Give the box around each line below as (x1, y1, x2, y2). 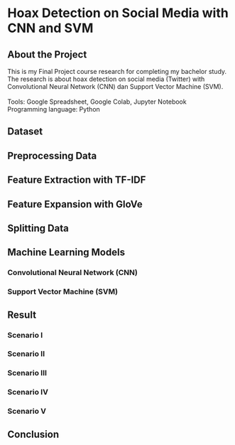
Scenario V (7, 407, 47, 417)
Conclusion (7, 428, 60, 440)
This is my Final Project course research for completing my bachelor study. (7, 68, 227, 75)
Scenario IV (7, 387, 48, 397)
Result (7, 309, 37, 321)
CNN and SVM (7, 20, 94, 36)
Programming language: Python (7, 105, 101, 113)
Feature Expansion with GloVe (7, 198, 143, 210)
